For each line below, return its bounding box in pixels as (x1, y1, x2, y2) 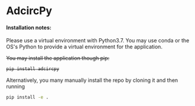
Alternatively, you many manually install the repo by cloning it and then (6, 77, 178, 84)
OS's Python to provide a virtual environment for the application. (6, 43, 162, 51)
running (6, 83, 25, 90)
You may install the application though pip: (6, 55, 110, 62)
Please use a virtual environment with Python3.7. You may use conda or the (6, 37, 190, 44)
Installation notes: (6, 24, 52, 31)
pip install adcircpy (6, 66, 60, 72)
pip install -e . (6, 94, 49, 101)
